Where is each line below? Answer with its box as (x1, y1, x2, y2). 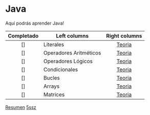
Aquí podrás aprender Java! (5, 20, 65, 26)
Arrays (43, 83, 60, 90)
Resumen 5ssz (5, 104, 37, 110)
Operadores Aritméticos (43, 49, 101, 56)
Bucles (43, 74, 60, 81)
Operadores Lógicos (43, 57, 93, 65)
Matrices (43, 91, 65, 98)
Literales (43, 41, 65, 48)
